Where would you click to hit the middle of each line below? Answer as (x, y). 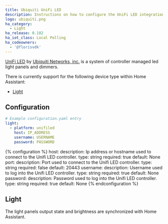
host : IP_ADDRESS (32, 133)
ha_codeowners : (21, 43)
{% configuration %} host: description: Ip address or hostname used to (78, 151)
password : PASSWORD (34, 142)
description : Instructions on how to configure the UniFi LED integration (85, 15)
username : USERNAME (34, 137)
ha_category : (19, 24)
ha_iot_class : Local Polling (35, 38)
